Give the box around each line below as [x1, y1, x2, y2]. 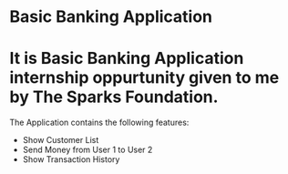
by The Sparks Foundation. [9, 87, 219, 107]
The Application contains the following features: [9, 117, 190, 128]
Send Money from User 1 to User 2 [22, 144, 153, 156]
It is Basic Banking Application [9, 48, 244, 69]
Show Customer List [22, 135, 99, 146]
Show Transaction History [22, 154, 120, 165]
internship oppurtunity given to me [9, 67, 280, 88]
